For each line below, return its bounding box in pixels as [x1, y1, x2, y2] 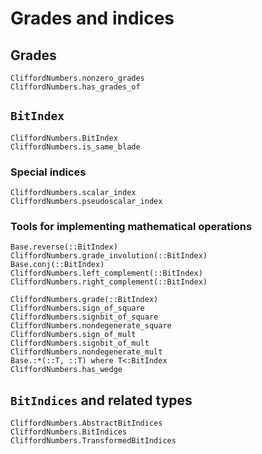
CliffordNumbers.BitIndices [10, 427, 128, 437]
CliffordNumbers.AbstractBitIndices [10, 418, 163, 429]
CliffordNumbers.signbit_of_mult [10, 338, 150, 349]
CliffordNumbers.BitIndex [10, 133, 118, 143]
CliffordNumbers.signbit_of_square [10, 312, 159, 322]
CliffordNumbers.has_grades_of [10, 82, 141, 92]
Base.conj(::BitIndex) [10, 260, 105, 270]
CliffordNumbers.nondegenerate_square [10, 321, 172, 331]
